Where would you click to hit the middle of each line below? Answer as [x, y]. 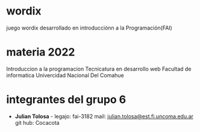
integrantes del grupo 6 [66, 100]
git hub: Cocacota [37, 122]
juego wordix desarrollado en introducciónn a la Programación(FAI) [89, 28]
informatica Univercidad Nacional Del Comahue [65, 75]
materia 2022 [41, 52]
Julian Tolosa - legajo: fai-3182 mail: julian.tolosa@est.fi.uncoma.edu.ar [104, 116]
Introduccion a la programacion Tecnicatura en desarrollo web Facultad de [99, 69]
